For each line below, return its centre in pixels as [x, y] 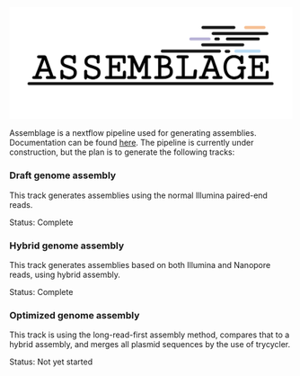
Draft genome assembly [63, 175]
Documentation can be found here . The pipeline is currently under [132, 143]
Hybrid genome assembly [67, 246]
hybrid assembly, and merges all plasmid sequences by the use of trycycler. [150, 345]
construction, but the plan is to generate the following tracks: [122, 152]
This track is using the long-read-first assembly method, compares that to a [150, 335]
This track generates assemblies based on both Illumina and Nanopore [140, 264]
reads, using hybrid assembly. [65, 274]
